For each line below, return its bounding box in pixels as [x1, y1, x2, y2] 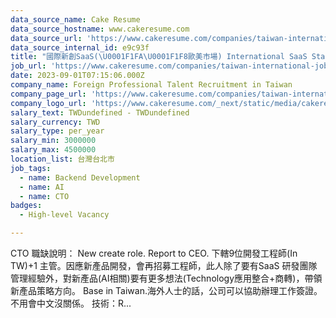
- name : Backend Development [19, 172, 141, 183]
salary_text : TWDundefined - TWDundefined [10, 107, 190, 118]
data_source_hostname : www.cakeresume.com [10, 24, 190, 34]
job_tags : [10, 163, 52, 173]
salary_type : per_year [10, 126, 105, 136]
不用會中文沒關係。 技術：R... [10, 297, 132, 309]
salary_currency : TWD [10, 117, 101, 127]
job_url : [10, 61, 47, 71]
